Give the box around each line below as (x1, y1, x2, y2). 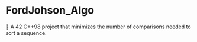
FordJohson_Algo (5, 4, 95, 17)
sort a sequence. (5, 29, 47, 36)
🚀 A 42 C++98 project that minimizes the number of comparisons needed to (5, 23, 191, 30)
